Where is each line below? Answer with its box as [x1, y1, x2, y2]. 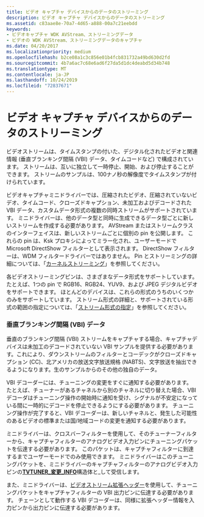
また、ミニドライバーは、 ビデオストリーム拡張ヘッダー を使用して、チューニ [6, 481, 198, 489]
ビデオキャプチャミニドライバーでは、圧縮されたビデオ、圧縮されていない [6, 191, 192, 199]
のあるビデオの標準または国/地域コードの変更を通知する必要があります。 [6, 417, 189, 425]
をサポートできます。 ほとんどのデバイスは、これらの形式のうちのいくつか [6, 288, 194, 295]
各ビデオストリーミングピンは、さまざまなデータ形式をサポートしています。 [6, 273, 198, 280]
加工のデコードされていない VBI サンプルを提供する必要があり [32, 343, 189, 350]
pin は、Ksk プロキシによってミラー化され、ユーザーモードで [23, 237, 177, 244]
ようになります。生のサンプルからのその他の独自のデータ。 [11, 366, 160, 373]
